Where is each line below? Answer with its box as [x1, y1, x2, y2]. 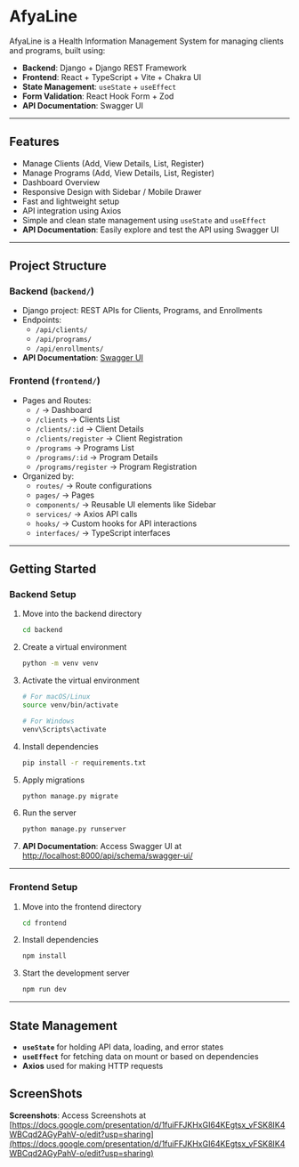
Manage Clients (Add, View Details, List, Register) [21, 158, 205, 168]
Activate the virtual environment [21, 675, 140, 686]
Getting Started [9, 562, 97, 577]
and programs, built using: [9, 45, 106, 55]
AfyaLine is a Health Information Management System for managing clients [9, 36, 285, 46]
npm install [21, 952, 67, 960]
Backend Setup [9, 588, 77, 601]
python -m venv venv [21, 659, 99, 669]
